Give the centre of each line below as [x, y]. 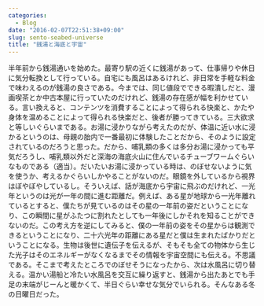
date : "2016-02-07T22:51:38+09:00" [66, 30]
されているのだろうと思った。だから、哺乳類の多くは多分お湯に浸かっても [128, 147]
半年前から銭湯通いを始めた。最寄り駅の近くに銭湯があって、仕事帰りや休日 [132, 68]
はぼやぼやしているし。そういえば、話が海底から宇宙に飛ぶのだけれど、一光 [132, 186]
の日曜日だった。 [36, 294]
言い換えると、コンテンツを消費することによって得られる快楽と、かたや [138, 108]
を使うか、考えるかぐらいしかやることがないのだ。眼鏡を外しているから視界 [132, 176]
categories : [27, 15]
